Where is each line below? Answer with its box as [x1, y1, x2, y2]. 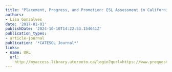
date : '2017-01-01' [5, 21, 47, 27]
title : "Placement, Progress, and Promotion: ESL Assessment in [5, 7, 145, 13]
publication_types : [5, 31, 47, 36]
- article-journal [5, 36, 45, 41]
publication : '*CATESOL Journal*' [5, 41, 79, 46]
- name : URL [5, 50, 31, 55]
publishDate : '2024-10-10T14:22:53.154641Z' [5, 26, 102, 31]
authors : [5, 12, 24, 17]
